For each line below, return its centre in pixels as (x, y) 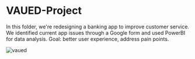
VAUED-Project (44, 11)
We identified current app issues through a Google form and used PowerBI (96, 32)
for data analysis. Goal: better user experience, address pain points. (88, 39)
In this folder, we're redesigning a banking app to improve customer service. (98, 27)
